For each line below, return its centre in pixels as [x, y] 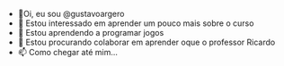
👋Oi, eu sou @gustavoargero [71, 14]
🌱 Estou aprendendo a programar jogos [91, 33]
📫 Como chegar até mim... [68, 52]
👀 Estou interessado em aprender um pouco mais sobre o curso [136, 23]
